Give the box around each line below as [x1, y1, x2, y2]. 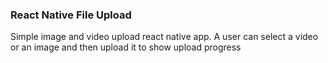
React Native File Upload [10, 8, 132, 22]
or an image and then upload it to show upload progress [10, 41, 242, 53]
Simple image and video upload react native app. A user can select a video [10, 31, 319, 43]
